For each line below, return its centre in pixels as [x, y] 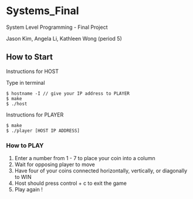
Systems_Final [43, 11]
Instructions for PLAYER [35, 115]
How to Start [29, 57]
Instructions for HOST [32, 71]
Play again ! [28, 190]
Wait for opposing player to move [55, 165]
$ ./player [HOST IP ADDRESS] [43, 131]
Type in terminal [26, 82]
